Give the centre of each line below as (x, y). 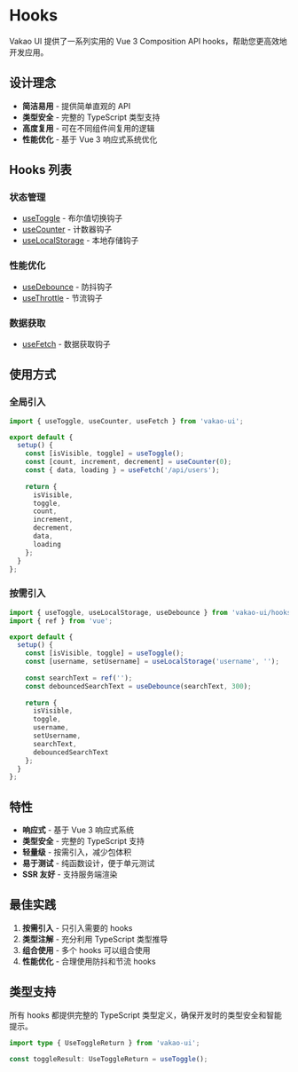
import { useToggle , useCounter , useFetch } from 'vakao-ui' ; (126, 421)
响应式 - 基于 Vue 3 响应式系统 (78, 830)
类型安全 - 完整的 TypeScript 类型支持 (91, 117)
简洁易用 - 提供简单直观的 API (76, 106)
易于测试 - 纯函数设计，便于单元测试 (88, 863)
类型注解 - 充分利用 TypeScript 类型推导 (95, 939)
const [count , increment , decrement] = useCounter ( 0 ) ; (129, 462)
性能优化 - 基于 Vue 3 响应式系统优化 (90, 139)
